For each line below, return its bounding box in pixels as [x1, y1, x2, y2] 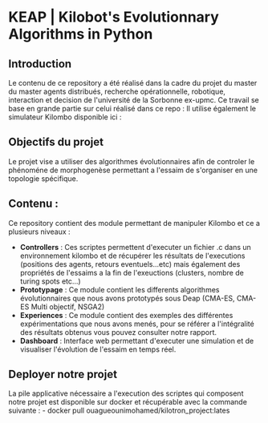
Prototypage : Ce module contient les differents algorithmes [19, 284, 220, 294]
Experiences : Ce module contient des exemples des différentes [19, 310, 233, 320]
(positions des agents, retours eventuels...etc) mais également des [19, 259, 241, 268]
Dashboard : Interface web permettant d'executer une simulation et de [19, 336, 254, 345]
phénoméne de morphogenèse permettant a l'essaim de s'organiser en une [8, 165, 258, 175]
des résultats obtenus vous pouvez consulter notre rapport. [19, 327, 217, 336]
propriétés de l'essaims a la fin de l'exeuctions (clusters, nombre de [19, 268, 245, 277]
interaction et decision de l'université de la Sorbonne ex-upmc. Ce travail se [8, 95, 259, 104]
